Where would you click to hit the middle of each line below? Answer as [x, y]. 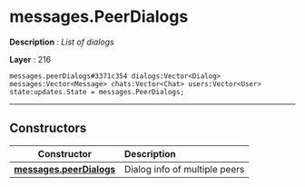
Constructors [48, 128]
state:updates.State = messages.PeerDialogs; [97, 92]
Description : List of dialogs [62, 42]
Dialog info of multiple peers [184, 169]
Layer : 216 [30, 59]
